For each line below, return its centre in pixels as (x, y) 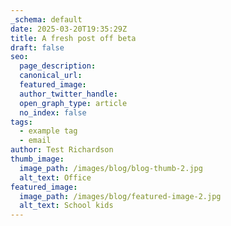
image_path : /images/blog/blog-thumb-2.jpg (111, 168)
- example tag (48, 131)
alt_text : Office (55, 177)
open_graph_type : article (73, 103)
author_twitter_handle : (68, 94)
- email (35, 141)
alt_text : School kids (66, 206)
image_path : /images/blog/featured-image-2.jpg (120, 196)
